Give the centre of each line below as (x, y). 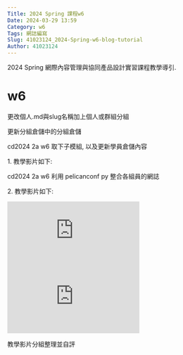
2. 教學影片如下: (31, 191)
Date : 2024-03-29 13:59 (42, 20)
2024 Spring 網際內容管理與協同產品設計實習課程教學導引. (92, 67)
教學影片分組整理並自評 (41, 344)
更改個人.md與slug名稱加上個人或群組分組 (68, 116)
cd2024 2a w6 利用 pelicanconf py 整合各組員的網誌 (83, 176)
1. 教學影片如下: (30, 161)
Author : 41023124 (33, 46)
